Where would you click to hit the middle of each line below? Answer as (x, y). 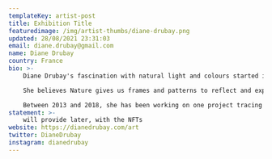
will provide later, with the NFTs (83, 120)
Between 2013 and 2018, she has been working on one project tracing (143, 105)
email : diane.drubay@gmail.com (61, 46)
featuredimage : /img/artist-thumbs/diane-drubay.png (99, 31)
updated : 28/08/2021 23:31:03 (59, 38)
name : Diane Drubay (41, 53)
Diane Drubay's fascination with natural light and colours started (141, 76)
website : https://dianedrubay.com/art (74, 128)
